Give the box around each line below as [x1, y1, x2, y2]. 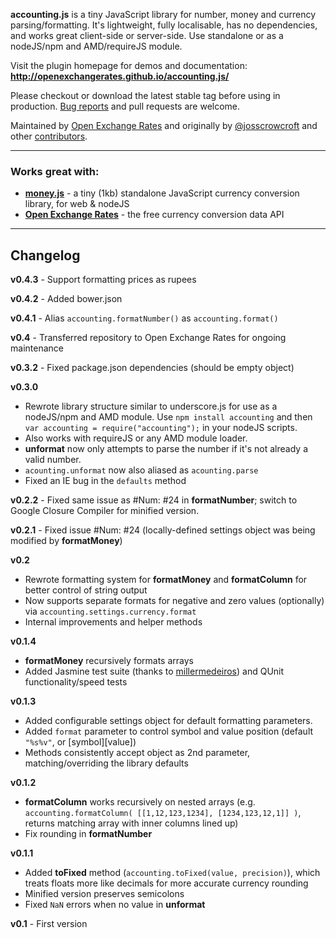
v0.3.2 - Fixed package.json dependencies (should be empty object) [10, 362, 295, 374]
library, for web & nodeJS [24, 198, 130, 210]
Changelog [10, 247, 81, 264]
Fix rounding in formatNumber [24, 828, 153, 840]
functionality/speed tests [24, 676, 128, 688]
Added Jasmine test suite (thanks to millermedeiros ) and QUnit [24, 665, 285, 678]
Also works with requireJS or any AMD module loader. [24, 432, 248, 444]
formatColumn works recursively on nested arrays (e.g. [24, 796, 256, 808]
